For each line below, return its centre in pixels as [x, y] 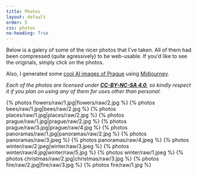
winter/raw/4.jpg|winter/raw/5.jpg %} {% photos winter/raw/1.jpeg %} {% [95, 152]
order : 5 [17, 22]
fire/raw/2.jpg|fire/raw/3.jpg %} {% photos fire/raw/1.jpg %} [79, 165]
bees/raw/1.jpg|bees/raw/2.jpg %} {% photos [61, 109]
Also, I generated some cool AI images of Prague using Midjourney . [88, 74]
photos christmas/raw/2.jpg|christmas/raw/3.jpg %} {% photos [83, 159]
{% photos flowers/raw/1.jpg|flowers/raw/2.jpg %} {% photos [81, 103]
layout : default [26, 17]
